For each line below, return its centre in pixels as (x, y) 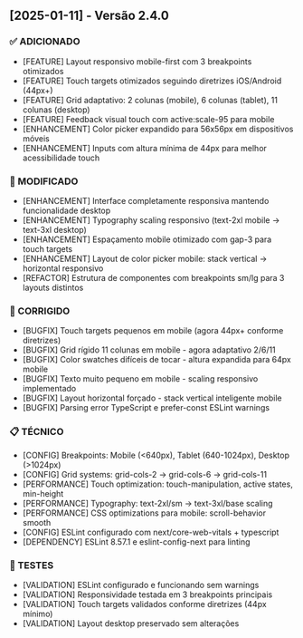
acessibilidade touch (61, 158)
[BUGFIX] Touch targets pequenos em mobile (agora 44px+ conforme (153, 331)
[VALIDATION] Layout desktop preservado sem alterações (131, 623)
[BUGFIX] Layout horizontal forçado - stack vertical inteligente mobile (152, 398)
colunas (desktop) (56, 110)
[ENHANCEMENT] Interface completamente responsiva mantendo (146, 200)
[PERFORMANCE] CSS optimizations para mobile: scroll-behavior (144, 513)
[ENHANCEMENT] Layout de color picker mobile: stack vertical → (145, 258)
